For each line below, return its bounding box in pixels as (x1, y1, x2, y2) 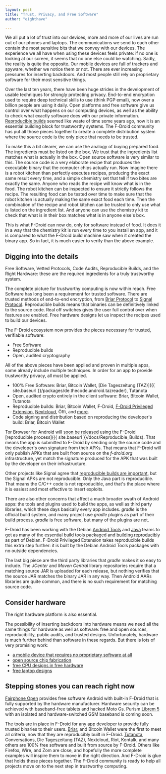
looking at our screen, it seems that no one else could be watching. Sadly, (5, 56, 156, 62)
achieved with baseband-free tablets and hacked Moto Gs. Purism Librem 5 (5, 706, 160, 712)
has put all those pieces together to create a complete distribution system (5, 129, 156, 135)
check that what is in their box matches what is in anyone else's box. (5, 212, 145, 218)
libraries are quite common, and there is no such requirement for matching (5, 579, 157, 584)
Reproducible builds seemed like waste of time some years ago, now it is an (5, 118, 160, 124)
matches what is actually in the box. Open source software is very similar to (5, 154, 160, 160)
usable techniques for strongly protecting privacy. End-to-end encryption (5, 92, 155, 97)
